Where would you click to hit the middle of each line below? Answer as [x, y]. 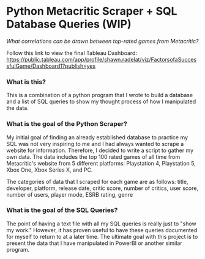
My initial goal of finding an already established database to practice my [97, 137]
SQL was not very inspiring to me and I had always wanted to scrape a [95, 144]
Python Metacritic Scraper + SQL [92, 11]
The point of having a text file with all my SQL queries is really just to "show [102, 224]
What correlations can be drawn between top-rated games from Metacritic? [102, 41]
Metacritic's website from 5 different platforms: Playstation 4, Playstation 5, [101, 163]
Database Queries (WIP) [69, 24]
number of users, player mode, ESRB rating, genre [70, 194]
